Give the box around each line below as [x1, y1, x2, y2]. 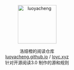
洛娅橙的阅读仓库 [20, 48, 54, 54]
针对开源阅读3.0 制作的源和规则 [5, 60, 69, 66]
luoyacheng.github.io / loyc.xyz [5, 54, 69, 60]
